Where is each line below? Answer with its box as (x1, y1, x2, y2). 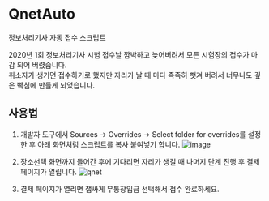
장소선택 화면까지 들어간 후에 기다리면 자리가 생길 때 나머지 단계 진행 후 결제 (19, 156, 261, 166)
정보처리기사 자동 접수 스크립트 (8, 32, 107, 42)
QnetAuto (8, 5, 75, 24)
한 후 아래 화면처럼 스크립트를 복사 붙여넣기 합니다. (19, 139, 181, 149)
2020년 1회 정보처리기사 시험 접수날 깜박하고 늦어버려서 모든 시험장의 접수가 (8, 49, 250, 59)
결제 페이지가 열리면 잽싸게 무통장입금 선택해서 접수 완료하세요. (19, 184, 220, 194)
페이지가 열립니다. (19, 167, 77, 177)
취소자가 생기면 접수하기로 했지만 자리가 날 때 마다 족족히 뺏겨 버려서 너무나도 (8, 70, 253, 79)
